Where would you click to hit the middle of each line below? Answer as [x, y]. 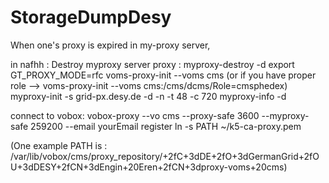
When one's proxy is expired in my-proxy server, [110, 45]
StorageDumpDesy [91, 17]
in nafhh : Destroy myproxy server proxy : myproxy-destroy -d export [152, 64]
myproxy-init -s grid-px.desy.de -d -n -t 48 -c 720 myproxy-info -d [148, 96]
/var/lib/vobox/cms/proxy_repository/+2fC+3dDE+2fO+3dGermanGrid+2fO [165, 156]
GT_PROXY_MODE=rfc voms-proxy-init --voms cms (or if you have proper [163, 75]
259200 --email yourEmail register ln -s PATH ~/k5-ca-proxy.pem [166, 126]
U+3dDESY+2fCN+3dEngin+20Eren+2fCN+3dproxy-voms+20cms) [149, 167]
